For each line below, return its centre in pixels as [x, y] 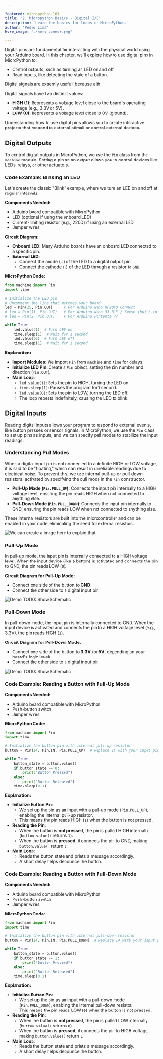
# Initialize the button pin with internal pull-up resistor [68, 746]
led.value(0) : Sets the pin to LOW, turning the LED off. [74, 393]
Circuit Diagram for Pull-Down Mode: [43, 642]
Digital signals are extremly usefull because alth [53, 84]
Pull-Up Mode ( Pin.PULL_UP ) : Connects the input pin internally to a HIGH [84, 488]
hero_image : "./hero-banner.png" [39, 32]
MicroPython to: [21, 60]
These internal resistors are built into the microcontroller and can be [73, 518]
